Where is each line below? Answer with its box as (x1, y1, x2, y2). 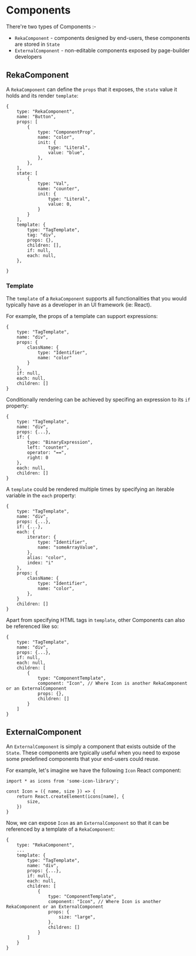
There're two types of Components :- (6, 23, 97, 30)
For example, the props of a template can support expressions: (6, 313, 158, 320)
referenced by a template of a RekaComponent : (6, 825, 115, 833)
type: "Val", (37, 180, 69, 186)
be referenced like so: (6, 623, 59, 630)
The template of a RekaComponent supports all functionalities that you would (6, 295, 187, 302)
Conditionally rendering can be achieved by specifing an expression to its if (6, 396, 191, 403)
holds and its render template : (6, 92, 79, 99)
